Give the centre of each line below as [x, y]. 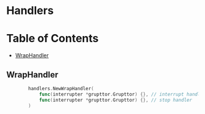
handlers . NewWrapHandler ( [61, 88]
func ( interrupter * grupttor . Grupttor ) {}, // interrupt [111, 94]
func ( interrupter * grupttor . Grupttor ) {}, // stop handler [115, 100]
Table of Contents [52, 39]
